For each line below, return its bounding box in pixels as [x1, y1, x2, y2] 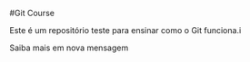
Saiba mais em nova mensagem [9, 42, 129, 53]
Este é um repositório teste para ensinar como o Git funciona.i [9, 25, 242, 35]
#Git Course [9, 8, 55, 18]
